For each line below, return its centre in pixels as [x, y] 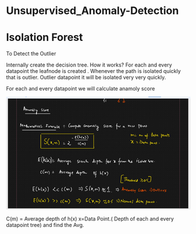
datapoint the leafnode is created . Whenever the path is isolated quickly [94, 71]
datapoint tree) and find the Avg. [45, 225]
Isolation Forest [44, 38]
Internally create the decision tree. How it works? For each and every [89, 65]
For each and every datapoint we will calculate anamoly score [80, 89]
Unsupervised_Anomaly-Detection [92, 11]
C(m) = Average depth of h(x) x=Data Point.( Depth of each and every [90, 219]
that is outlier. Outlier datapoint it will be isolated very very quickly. [86, 78]
